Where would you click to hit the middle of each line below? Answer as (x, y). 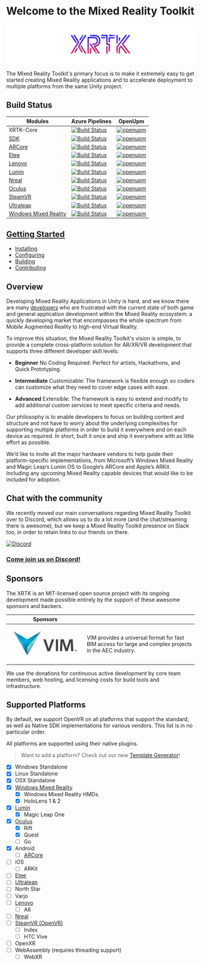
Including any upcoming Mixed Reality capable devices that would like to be (100, 473)
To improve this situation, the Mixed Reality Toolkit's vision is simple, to (94, 338)
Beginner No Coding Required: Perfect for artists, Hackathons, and (98, 362)
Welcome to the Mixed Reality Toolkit (100, 11)
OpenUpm (132, 121)
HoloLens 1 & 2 (42, 801)
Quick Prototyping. (38, 369)
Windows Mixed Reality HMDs (61, 794)
